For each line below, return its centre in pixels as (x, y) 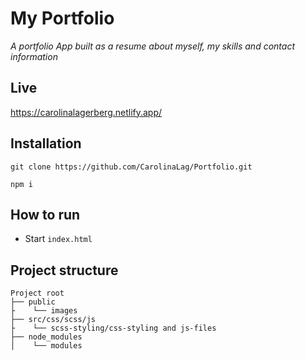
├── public (33, 302)
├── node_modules (46, 337)
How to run (45, 214)
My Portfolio (62, 18)
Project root (37, 293)
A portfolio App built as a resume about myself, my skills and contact (152, 46)
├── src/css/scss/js (53, 320)
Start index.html (58, 239)
